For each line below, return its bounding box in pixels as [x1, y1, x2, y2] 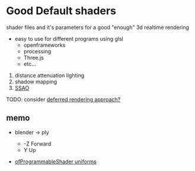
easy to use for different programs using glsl [14, 35, 123, 42]
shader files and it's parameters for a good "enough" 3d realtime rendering [6, 24, 190, 31]
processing [23, 47, 52, 54]
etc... [23, 60, 37, 67]
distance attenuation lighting [14, 72, 85, 79]
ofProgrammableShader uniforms [14, 158, 97, 165]
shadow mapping [14, 78, 57, 85]
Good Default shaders [6, 4, 117, 18]
